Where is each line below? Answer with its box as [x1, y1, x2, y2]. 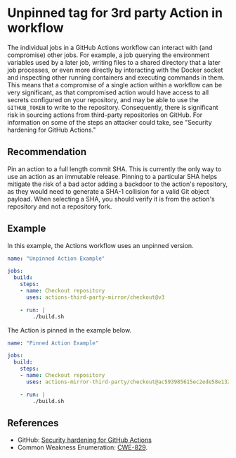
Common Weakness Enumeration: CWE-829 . [17, 443, 148, 452]
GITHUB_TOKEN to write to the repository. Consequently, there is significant [7, 103, 218, 111]
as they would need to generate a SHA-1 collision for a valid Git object [7, 187, 209, 195]
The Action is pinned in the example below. [7, 326, 132, 334]
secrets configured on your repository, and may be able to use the [7, 95, 199, 104]
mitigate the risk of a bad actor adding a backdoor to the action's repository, [7, 180, 228, 188]
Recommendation [7, 146, 86, 158]
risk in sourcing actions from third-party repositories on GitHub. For [7, 111, 203, 119]
